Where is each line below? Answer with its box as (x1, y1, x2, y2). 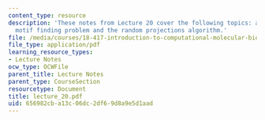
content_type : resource (8, 11, 87, 20)
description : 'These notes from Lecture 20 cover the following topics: (8, 19, 252, 27)
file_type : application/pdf (8, 41, 101, 49)
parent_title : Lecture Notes (8, 70, 104, 78)
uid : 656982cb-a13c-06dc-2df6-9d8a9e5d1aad (8, 99, 154, 107)
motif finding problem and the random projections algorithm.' (15, 26, 227, 34)
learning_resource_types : (8, 48, 93, 56)
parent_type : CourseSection (8, 77, 101, 85)
